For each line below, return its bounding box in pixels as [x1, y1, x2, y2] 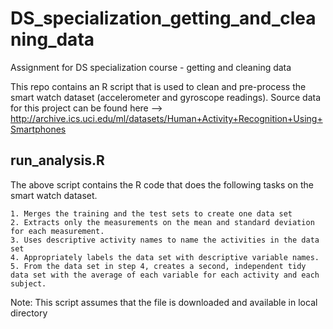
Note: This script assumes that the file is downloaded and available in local [10, 296, 318, 308]
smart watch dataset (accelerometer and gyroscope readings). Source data [10, 91, 322, 103]
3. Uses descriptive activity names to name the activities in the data [10, 235, 320, 245]
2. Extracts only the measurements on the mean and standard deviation [10, 217, 315, 227]
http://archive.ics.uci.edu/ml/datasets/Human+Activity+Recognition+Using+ [10, 112, 323, 124]
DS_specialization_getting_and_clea [10, 7, 317, 30]
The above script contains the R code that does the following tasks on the [10, 178, 314, 191]
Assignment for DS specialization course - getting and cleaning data [10, 61, 292, 73]
